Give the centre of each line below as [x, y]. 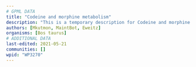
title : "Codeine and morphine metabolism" [59, 17]
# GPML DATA [21, 11]
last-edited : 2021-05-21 [36, 44]
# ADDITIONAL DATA [28, 38]
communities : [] [26, 50]
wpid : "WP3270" [25, 55]
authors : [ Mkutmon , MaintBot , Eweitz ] [53, 28]
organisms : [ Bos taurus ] [36, 33]
